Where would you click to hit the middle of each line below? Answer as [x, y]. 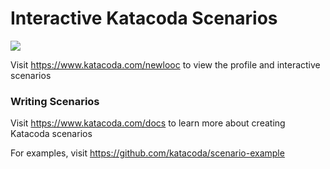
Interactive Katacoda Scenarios [144, 18]
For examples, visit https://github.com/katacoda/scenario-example [147, 153]
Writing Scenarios [55, 101]
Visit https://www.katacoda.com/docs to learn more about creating [148, 123]
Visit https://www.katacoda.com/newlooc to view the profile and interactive [165, 64]
